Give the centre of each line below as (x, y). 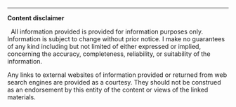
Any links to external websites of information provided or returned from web (117, 75)
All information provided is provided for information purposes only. (107, 31)
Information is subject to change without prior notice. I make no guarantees (116, 39)
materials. (22, 97)
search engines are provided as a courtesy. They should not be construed (114, 82)
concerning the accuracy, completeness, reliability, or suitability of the (109, 54)
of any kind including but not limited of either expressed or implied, (104, 47)
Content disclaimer (36, 18)
